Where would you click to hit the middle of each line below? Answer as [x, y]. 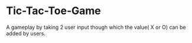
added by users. [26, 33]
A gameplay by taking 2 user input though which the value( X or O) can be [96, 27]
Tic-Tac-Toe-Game [54, 11]
